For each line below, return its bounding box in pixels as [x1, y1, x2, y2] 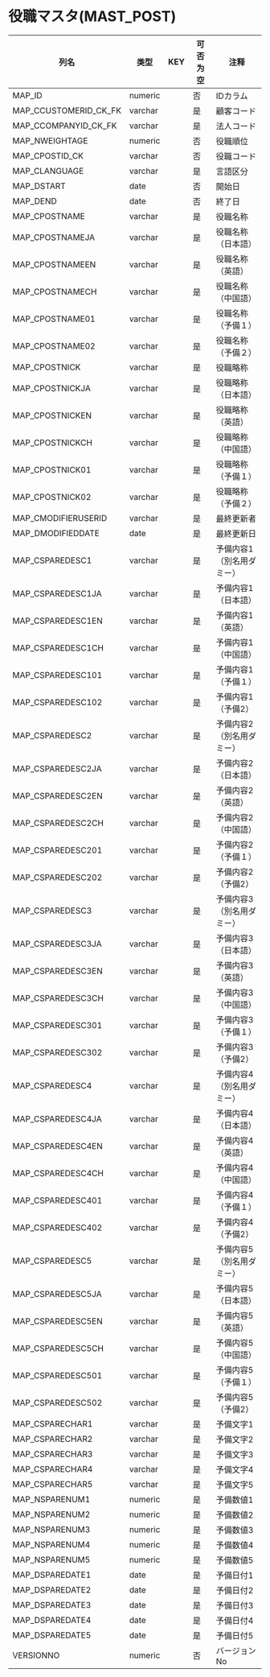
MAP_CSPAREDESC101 [12, 669, 103, 680]
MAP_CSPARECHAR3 [12, 1448, 93, 1460]
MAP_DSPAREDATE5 [12, 1629, 92, 1641]
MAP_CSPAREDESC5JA [12, 1288, 102, 1299]
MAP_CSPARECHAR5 [12, 1478, 93, 1489]
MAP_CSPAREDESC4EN [12, 1140, 103, 1151]
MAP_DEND [12, 195, 58, 206]
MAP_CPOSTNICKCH [12, 436, 92, 448]
